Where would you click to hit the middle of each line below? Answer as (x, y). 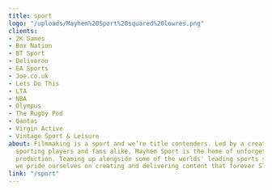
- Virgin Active (36, 129)
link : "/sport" (34, 174)
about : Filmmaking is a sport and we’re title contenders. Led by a (126, 144)
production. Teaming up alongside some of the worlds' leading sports (137, 158)
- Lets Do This (34, 83)
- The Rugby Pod (36, 114)
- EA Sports (28, 69)
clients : (23, 31)
